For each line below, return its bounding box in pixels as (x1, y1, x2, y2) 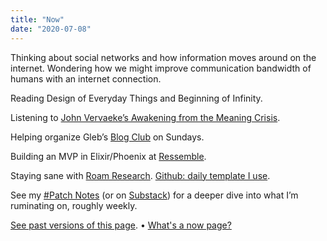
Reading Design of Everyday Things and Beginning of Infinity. (10, 92, 263, 104)
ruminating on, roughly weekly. (10, 199, 138, 211)
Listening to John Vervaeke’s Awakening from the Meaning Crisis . (10, 111, 281, 123)
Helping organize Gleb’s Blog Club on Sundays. (10, 131, 205, 143)
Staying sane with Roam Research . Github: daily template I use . (10, 169, 271, 181)
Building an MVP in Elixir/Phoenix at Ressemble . (10, 150, 207, 162)
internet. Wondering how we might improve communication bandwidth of (10, 62, 312, 74)
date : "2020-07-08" (10, 24, 92, 34)
